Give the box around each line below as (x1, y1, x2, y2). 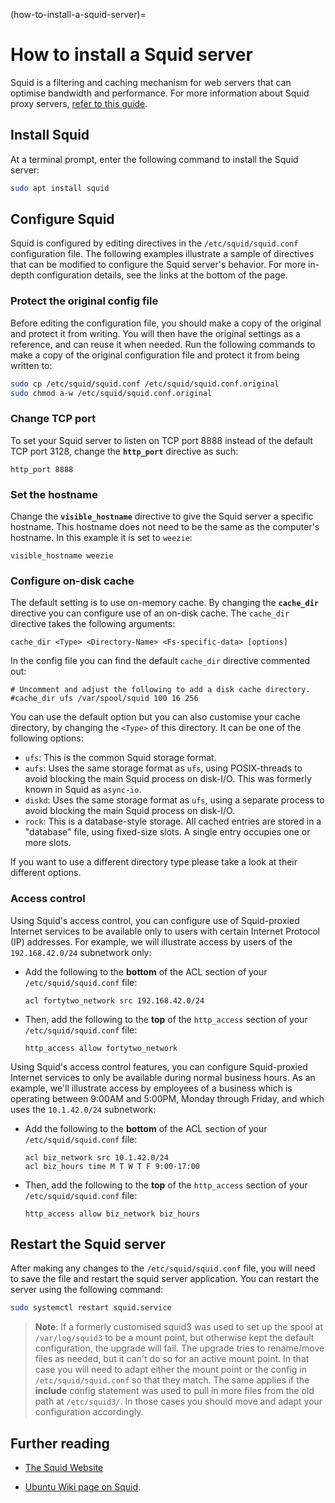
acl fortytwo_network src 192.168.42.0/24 (24, 995, 205, 1006)
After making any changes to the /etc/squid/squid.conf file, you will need (10, 1262, 316, 1274)
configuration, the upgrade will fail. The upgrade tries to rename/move (34, 1342, 325, 1354)
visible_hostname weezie (10, 551, 114, 561)
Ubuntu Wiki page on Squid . (24, 1481, 142, 1493)
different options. (10, 867, 82, 879)
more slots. (24, 837, 72, 849)
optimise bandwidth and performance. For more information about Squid (10, 87, 310, 99)
